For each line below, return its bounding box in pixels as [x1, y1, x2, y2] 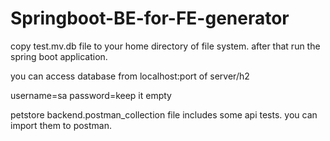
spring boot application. [10, 50, 108, 62]
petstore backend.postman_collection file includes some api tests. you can [10, 108, 318, 121]
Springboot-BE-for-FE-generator [10, 7, 290, 30]
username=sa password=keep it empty [10, 89, 172, 101]
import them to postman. [10, 119, 112, 131]
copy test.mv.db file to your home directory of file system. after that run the [10, 40, 321, 52]
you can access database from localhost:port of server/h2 [10, 70, 250, 82]
